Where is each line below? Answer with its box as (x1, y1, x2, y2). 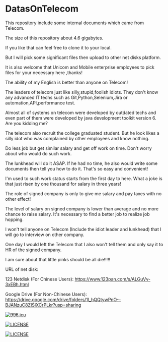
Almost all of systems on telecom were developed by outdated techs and (5, 109, 156, 116)
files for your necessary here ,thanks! (5, 69, 83, 76)
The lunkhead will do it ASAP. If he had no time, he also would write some (5, 160, 158, 166)
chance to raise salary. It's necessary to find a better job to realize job (5, 211, 150, 217)
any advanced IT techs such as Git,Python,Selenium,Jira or (5, 94, 128, 100)
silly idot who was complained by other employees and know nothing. (5, 135, 150, 141)
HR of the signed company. (5, 247, 62, 253)
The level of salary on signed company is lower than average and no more (5, 205, 159, 212)
